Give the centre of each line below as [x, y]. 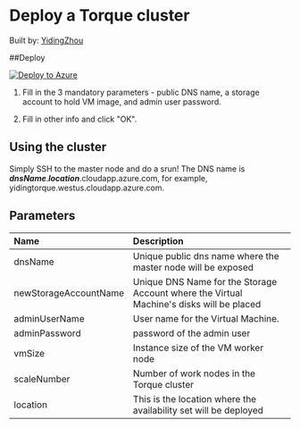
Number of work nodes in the [194, 373]
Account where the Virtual [187, 293]
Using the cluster [58, 147]
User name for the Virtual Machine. [206, 318]
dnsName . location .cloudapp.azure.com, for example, [108, 178]
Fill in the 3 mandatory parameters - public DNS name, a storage [141, 92]
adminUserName [49, 318]
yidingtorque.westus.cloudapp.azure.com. [87, 188]
